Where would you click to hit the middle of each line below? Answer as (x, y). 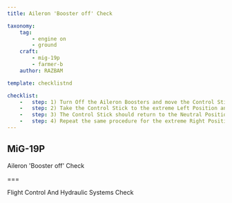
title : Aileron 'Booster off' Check (60, 13)
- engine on (49, 39)
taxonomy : (21, 26)
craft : (29, 52)
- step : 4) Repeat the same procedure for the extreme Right (113, 121)
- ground (45, 45)
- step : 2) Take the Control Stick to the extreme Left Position (118, 108)
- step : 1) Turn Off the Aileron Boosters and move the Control (117, 102)
